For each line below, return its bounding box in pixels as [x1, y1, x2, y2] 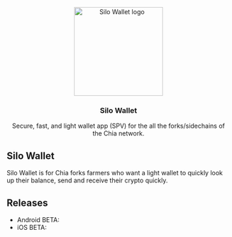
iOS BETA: [16, 223, 47, 231]
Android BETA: [16, 215, 60, 224]
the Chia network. [92, 129, 145, 138]
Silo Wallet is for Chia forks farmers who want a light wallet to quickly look [6, 169, 223, 177]
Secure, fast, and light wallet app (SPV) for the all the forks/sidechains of [12, 121, 225, 131]
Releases [6, 197, 48, 209]
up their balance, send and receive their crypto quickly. [6, 176, 168, 184]
